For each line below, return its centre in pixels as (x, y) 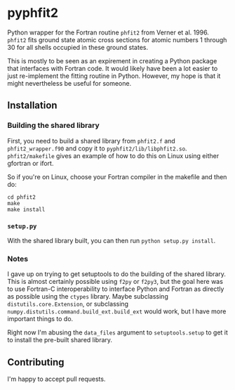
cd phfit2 (22, 197)
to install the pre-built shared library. (60, 340)
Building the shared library (53, 126)
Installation (32, 106)
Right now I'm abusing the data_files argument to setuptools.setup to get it (117, 332)
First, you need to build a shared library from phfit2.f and (91, 141)
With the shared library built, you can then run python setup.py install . (112, 240)
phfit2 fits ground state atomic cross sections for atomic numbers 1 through (117, 39)
